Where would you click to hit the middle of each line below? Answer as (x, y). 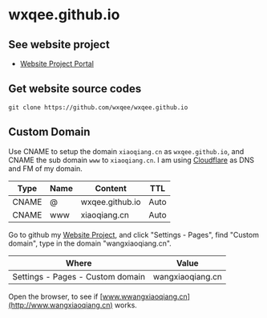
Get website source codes (75, 89)
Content (111, 188)
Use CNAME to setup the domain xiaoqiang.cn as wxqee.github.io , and (126, 151)
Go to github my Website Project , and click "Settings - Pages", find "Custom (133, 234)
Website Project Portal (57, 63)
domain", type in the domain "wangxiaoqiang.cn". (90, 243)
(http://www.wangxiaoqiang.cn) (61, 305)
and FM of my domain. (45, 168)
